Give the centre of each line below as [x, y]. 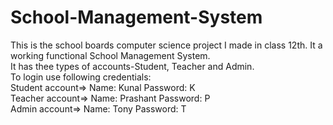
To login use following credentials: [81, 77]
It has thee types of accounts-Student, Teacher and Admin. [132, 66]
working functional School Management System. [110, 55]
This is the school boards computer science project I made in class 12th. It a [166, 45]
